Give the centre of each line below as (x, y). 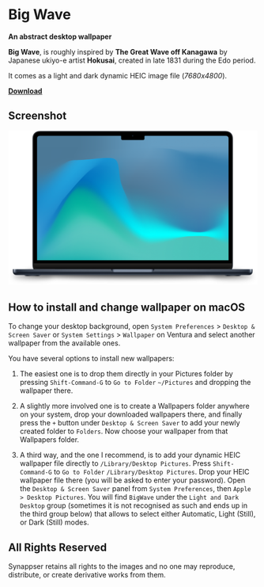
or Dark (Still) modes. (54, 522)
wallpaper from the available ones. (64, 343)
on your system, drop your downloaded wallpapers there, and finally (131, 414)
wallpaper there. (46, 391)
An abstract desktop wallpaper (60, 36)
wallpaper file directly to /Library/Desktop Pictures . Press (115, 463)
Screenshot (38, 116)
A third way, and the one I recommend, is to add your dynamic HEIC (130, 455)
